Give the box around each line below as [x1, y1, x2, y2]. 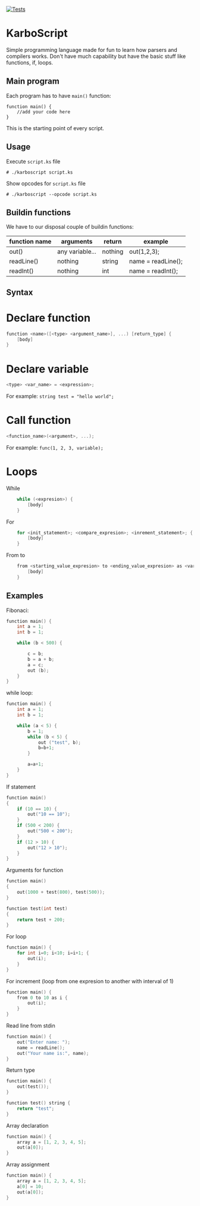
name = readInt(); [129, 267, 179, 275]
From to [6, 552, 26, 559]
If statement [6, 783, 36, 790]
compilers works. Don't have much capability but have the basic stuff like [6, 53, 186, 60]
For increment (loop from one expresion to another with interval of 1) [6, 977, 174, 985]
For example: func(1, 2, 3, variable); [6, 444, 104, 451]
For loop [6, 933, 27, 940]
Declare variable [6, 362, 89, 376]
